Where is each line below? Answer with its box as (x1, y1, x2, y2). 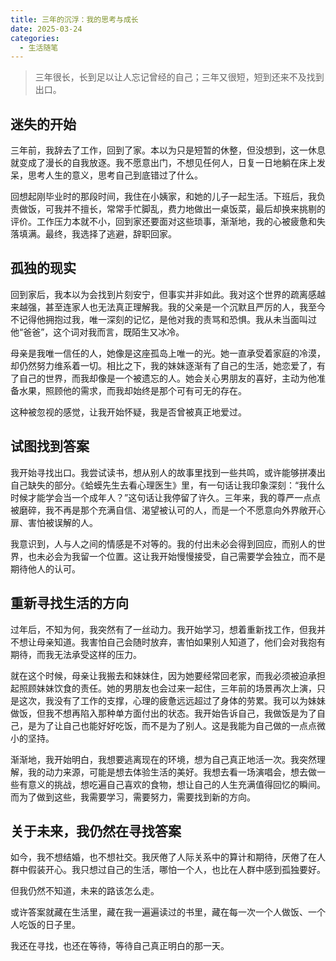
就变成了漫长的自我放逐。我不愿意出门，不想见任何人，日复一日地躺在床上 (10, 157, 317, 169)
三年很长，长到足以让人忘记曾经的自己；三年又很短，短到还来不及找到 (34, 71, 325, 83)
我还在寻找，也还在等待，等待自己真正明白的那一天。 (10, 940, 230, 952)
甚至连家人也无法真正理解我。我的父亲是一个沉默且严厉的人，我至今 (44, 301, 326, 313)
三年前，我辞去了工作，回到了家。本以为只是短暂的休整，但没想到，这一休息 (10, 144, 326, 156)
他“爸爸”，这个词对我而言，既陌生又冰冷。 (10, 326, 185, 338)
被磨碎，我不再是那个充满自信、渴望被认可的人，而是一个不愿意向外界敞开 (10, 504, 317, 516)
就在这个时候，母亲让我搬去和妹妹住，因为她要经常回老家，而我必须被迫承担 (10, 669, 326, 681)
